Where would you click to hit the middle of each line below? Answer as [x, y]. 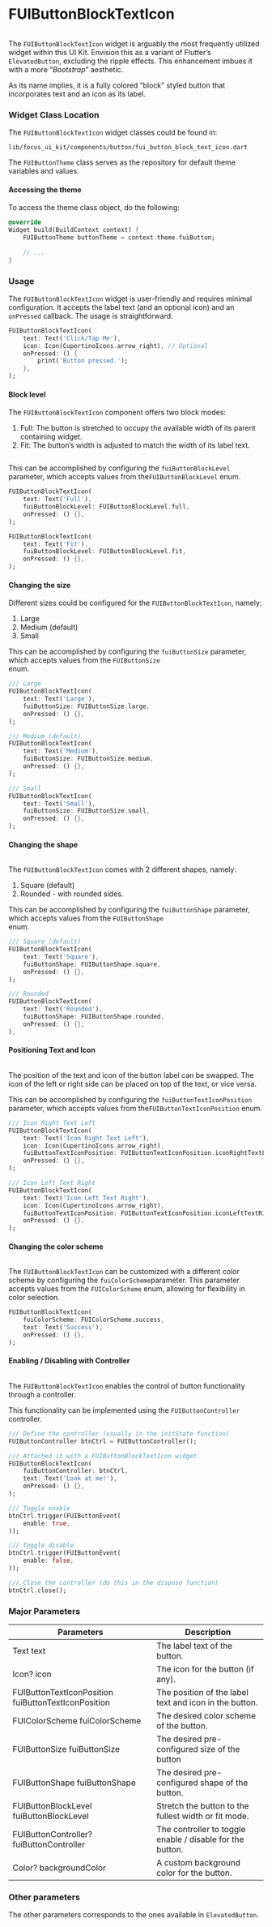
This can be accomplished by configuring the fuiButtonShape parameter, [130, 910]
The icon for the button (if [205, 1669]
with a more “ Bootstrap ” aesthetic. [66, 69]
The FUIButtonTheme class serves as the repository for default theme [122, 162]
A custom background [199, 1863]
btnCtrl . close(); [38, 1590]
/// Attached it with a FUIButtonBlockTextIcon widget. [104, 1456]
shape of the [224, 1783]
